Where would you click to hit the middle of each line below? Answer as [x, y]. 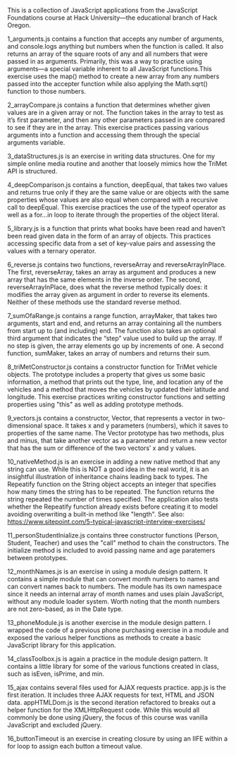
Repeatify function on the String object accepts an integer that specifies [112, 484]
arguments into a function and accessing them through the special [104, 135]
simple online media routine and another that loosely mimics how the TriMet [117, 164]
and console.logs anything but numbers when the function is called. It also [116, 46]
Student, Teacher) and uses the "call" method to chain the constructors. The [118, 543]
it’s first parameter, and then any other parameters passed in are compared [116, 120]
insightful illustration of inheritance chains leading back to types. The [107, 477]
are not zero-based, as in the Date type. [65, 609]
